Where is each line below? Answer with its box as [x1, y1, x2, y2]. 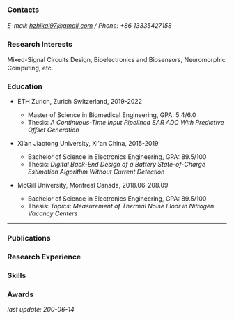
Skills [7, 271, 26, 280]
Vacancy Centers [27, 209, 78, 218]
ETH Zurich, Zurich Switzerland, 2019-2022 [17, 97, 143, 105]
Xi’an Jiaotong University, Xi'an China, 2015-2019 [17, 139, 159, 147]
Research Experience [7, 252, 81, 261]
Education [7, 82, 43, 91]
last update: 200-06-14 [7, 305, 75, 313]
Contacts [7, 5, 40, 15]
